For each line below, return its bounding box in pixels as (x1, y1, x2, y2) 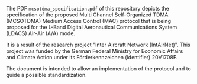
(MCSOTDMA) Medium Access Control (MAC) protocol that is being (6, 18, 172, 24)
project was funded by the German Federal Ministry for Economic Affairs (6, 48, 183, 55)
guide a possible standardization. (6, 72, 87, 78)
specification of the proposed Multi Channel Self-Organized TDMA (6, 11, 169, 18)
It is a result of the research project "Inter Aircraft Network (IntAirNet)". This (6, 41, 190, 48)
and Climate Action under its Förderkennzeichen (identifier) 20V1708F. (6, 54, 178, 61)
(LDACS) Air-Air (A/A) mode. (6, 30, 76, 37)
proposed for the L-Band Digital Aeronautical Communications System (6, 23, 177, 31)
